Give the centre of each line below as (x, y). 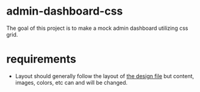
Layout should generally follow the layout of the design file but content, (105, 76)
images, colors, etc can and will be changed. (71, 82)
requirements (41, 59)
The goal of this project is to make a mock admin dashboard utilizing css (97, 28)
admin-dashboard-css (65, 11)
